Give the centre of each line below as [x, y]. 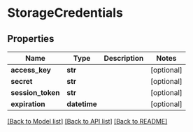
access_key [31, 70]
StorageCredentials [65, 13]
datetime [82, 104]
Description [124, 58]
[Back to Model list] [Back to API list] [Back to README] [87, 121]
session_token [36, 93]
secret [22, 81]
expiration [28, 104]
